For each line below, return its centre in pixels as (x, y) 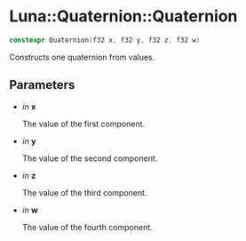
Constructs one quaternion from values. (82, 57)
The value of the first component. (83, 124)
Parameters (42, 85)
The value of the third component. (84, 192)
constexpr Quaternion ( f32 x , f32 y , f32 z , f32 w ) (105, 40)
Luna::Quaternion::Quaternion (123, 16)
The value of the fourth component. (87, 227)
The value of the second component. (90, 158)
